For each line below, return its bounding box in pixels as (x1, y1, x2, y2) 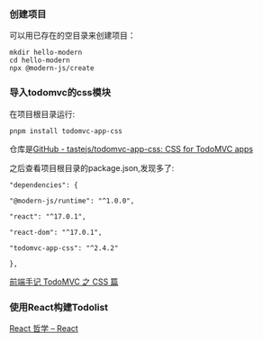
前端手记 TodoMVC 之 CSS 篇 (9, 276, 119, 287)
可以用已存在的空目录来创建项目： (9, 30, 136, 41)
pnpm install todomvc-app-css (9, 126, 123, 136)
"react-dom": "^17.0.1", (9, 228, 103, 237)
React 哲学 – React (9, 322, 78, 334)
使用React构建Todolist (9, 301, 109, 313)
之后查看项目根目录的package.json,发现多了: (9, 162, 175, 173)
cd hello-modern (9, 56, 70, 65)
